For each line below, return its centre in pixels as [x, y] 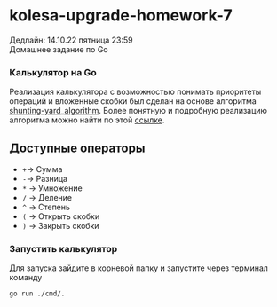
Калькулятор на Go [53, 72]
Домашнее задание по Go [59, 49]
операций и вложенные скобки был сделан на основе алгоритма [133, 101]
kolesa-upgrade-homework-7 [121, 16]
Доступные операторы [77, 148]
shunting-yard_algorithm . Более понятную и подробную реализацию [138, 111]
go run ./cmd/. [37, 294]
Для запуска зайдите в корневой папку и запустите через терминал [139, 268]
